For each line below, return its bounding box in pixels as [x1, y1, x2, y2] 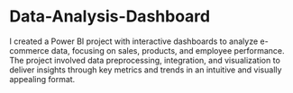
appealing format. [9, 73, 76, 84]
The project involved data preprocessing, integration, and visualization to [9, 55, 281, 65]
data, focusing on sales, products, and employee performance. [50, 45, 286, 55]
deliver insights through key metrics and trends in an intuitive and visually [9, 64, 282, 75]
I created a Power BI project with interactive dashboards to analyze [9, 36, 259, 46]
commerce [9, 45, 50, 55]
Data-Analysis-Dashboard [9, 6, 210, 27]
